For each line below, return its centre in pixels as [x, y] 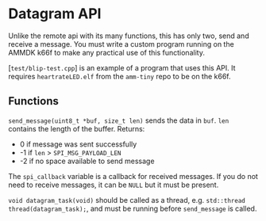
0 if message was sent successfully [78, 144]
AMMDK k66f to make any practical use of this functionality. [106, 52]
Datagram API [55, 14]
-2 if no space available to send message [87, 161]
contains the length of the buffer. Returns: [77, 128]
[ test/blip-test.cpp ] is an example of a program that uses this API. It [122, 67]
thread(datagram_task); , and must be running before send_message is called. [133, 208]
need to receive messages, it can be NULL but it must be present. [114, 185]
